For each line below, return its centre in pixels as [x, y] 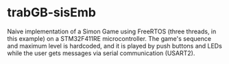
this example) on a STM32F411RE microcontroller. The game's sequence [109, 38]
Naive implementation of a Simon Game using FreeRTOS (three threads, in [112, 31]
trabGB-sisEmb [51, 13]
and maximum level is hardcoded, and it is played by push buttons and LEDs [115, 46]
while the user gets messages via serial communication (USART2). [101, 53]
